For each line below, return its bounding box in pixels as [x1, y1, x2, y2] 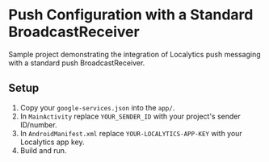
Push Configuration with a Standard [8, 6, 254, 24]
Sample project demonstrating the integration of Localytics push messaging [8, 49, 261, 59]
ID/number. [19, 119, 58, 130]
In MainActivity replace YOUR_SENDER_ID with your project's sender [19, 111, 241, 121]
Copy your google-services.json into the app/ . [19, 102, 175, 112]
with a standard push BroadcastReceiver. [8, 58, 145, 68]
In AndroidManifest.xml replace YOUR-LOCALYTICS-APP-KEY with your [19, 128, 242, 138]
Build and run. [19, 145, 67, 155]
